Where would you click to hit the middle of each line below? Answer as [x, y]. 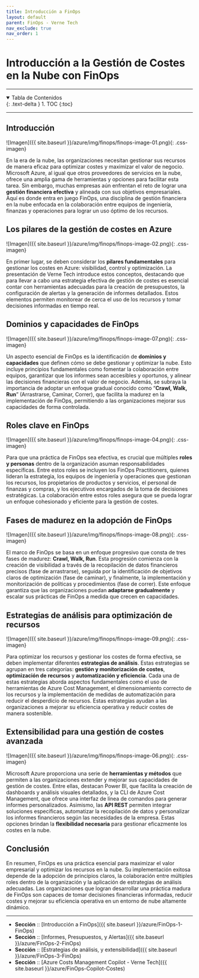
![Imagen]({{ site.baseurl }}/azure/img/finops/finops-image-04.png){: [91, 440]
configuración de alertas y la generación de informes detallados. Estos [92, 293]
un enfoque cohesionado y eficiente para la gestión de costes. [82, 501]
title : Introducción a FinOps [44, 12]
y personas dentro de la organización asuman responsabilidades [85, 464]
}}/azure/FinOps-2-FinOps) [48, 943]
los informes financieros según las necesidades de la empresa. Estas [90, 817]
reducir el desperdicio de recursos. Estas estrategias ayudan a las [86, 700]
